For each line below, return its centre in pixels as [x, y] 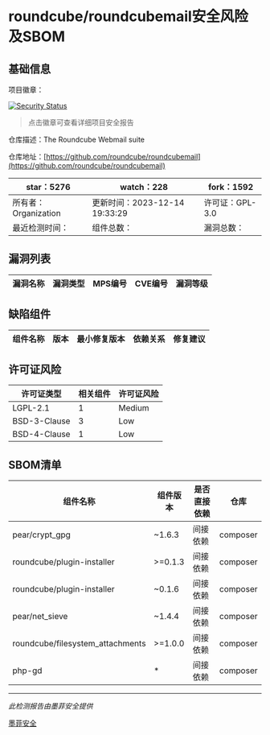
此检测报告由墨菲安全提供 [51, 706]
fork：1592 [231, 187]
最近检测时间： [41, 228]
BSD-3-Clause [41, 421]
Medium [134, 408]
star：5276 [48, 187]
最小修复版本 [101, 339]
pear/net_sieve [40, 617]
